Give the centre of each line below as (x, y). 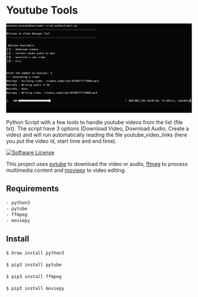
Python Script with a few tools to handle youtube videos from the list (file (95, 122)
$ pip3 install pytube (34, 265)
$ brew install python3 (35, 253)
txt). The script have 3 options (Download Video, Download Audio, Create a (98, 128)
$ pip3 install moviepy (35, 289)
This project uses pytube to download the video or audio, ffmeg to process (97, 164)
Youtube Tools (42, 10)
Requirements (32, 189)
